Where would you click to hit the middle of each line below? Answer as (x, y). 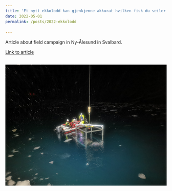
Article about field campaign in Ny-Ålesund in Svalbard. (64, 42)
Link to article (20, 52)
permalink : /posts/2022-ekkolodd (41, 22)
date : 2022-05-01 (24, 16)
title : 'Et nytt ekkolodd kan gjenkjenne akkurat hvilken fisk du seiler (86, 11)
